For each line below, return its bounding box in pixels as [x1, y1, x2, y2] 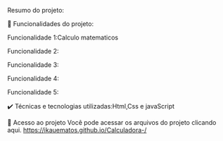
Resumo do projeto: [7, 6, 65, 14]
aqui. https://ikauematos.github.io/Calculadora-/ [7, 126, 147, 134]
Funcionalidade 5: [7, 88, 59, 96]
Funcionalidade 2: [7, 47, 59, 55]
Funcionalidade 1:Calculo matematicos [7, 33, 118, 42]
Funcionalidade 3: [7, 61, 59, 69]
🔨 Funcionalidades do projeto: [7, 20, 94, 27]
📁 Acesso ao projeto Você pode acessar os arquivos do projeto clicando [7, 118, 217, 126]
